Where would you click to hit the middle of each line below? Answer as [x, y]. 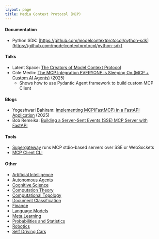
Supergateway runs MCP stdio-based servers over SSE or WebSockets [83, 147]
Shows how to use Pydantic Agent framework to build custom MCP [86, 83]
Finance [20, 205]
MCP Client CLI [27, 153]
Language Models [30, 211]
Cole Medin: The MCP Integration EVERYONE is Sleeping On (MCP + [80, 72]
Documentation [21, 30]
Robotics [21, 226]
